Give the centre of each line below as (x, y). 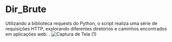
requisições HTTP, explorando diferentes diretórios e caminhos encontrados (86, 28)
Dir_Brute (26, 9)
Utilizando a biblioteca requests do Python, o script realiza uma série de (81, 23)
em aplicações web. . (28, 34)
